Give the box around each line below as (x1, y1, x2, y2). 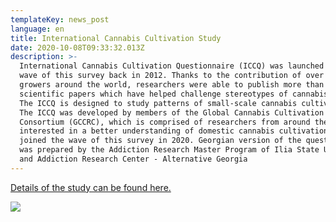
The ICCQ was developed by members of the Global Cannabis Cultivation (19, 107, 325, 118)
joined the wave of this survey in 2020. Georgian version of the (19, 136, 302, 146)
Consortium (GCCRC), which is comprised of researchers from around (19, 117, 311, 127)
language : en (10, 24, 65, 34)
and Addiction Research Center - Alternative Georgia (19, 154, 248, 164)
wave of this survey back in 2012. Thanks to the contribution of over (19, 71, 325, 81)
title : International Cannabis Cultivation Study (10, 33, 222, 43)
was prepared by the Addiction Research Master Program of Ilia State (19, 145, 320, 155)
